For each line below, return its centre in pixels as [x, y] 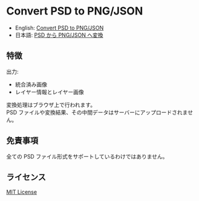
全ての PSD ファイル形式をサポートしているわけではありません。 [87, 156]
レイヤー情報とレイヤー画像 [49, 92]
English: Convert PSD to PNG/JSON [59, 28]
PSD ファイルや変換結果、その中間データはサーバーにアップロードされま [97, 112]
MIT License [22, 192]
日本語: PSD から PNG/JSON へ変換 [59, 35]
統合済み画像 [31, 84]
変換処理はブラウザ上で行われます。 [51, 104]
